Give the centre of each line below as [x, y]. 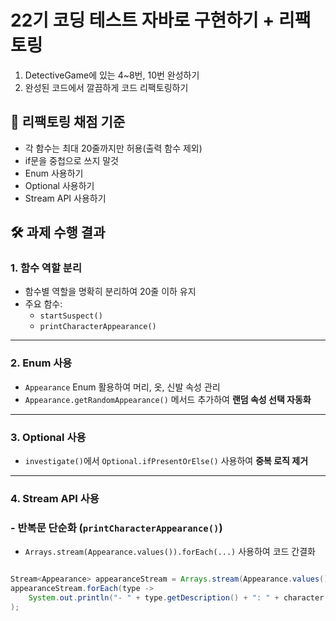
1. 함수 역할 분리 [46, 268]
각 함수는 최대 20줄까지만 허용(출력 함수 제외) [113, 148]
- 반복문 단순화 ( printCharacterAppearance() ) [116, 528]
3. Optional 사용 [48, 437]
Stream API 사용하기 [65, 198]
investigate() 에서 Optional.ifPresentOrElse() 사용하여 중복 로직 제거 [166, 461]
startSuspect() [71, 316]
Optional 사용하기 [59, 185]
